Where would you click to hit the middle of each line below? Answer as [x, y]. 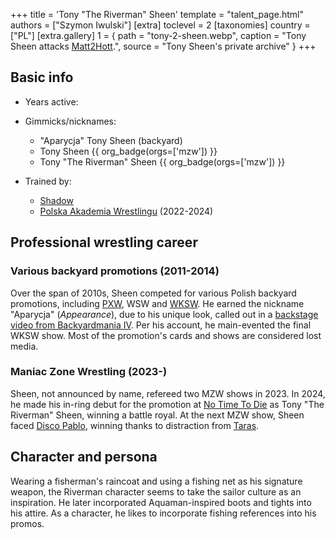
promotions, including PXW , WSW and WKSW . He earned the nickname [157, 303]
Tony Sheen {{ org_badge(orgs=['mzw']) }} [128, 151]
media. [24, 346]
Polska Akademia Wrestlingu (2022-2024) [126, 211]
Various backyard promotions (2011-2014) [115, 271]
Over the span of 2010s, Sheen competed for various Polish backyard [153, 293]
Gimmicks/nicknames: [70, 121]
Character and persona [84, 457]
